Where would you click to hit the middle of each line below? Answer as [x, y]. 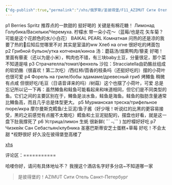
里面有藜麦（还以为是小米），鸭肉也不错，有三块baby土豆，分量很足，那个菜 [86, 57]
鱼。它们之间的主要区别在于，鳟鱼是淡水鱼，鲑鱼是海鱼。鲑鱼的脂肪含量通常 [86, 96]
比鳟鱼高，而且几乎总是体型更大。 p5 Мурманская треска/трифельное [81, 102]
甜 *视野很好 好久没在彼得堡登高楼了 [44, 134]
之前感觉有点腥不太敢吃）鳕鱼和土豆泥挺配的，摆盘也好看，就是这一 [95, 115]
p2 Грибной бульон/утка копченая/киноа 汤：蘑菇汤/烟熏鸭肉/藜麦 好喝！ [84, 51]
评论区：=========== [31, 155]
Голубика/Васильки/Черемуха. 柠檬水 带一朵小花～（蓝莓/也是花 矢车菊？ [84, 32]
